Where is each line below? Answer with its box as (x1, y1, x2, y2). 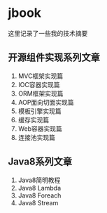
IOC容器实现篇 (17, 80, 60, 89)
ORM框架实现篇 (17, 89, 64, 98)
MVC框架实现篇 (17, 72, 64, 80)
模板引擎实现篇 (17, 107, 62, 115)
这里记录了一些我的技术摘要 (8, 29, 88, 37)
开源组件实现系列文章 (8, 51, 100, 64)
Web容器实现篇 (17, 124, 62, 133)
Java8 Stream (17, 198, 59, 207)
